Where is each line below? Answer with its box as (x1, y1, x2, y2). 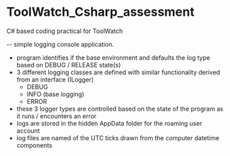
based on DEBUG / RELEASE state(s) (16, 60, 121, 69)
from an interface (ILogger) (16, 75, 94, 83)
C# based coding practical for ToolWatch (6, 27, 123, 35)
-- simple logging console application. (6, 40, 114, 48)
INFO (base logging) (26, 90, 85, 98)
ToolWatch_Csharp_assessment (6, 4, 195, 20)
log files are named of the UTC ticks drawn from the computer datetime (16, 133, 220, 142)
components (16, 141, 52, 149)
